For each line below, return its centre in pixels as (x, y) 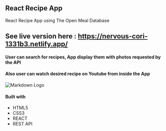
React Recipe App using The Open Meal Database (57, 20)
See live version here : (41, 37)
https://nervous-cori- (113, 37)
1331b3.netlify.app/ (37, 44)
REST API (23, 124)
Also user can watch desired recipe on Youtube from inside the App (78, 74)
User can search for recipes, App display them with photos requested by (83, 57)
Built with (15, 96)
